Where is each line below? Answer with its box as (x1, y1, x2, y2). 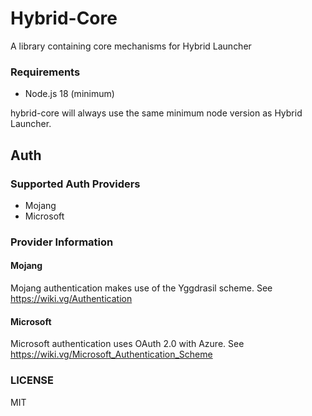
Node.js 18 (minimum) (24, 88, 115, 100)
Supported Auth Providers (10, 177, 141, 191)
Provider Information (10, 235, 114, 249)
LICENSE (10, 373, 55, 387)
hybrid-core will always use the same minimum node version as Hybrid (10, 107, 303, 119)
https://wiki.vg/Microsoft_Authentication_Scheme (10, 348, 213, 361)
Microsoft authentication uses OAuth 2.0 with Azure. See (10, 338, 245, 350)
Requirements (10, 65, 81, 79)
